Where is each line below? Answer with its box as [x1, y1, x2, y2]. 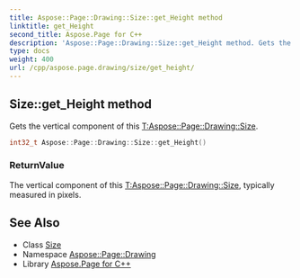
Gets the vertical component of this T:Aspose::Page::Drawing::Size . [9, 121, 259, 131]
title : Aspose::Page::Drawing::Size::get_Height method [9, 13, 223, 22]
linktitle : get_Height [9, 22, 94, 31]
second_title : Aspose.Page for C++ [9, 30, 143, 39]
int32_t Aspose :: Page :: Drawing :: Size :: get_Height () [9, 138, 207, 147]
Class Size [22, 239, 62, 250]
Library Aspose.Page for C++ [22, 258, 132, 269]
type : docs [9, 47, 50, 56]
